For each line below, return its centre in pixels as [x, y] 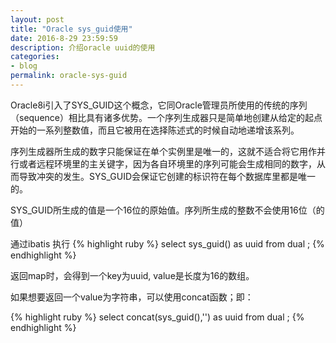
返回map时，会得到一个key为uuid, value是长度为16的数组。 [132, 275]
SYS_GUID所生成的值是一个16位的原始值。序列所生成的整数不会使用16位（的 [167, 210]
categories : [35, 57]
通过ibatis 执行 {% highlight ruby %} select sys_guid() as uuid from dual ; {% [167, 243]
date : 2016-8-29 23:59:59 [64, 38]
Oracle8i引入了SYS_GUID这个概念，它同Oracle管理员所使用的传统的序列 [159, 105]
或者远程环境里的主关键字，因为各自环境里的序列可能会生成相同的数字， [167, 163]
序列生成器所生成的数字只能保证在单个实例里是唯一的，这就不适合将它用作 [163, 151]
